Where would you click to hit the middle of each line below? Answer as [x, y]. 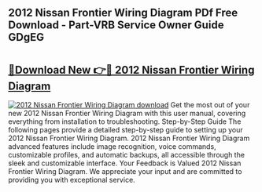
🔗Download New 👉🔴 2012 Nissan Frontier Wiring [131, 70]
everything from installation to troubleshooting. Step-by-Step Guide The [125, 121]
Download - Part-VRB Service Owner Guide [116, 25]
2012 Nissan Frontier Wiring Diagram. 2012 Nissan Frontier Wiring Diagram [129, 138]
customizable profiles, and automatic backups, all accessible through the [127, 155]
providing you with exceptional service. [72, 180]
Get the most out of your [210, 105]
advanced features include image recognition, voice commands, [112, 147]
